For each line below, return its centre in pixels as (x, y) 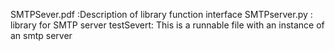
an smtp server (41, 35)
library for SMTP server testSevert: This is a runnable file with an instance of (167, 25)
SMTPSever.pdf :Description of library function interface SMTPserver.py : (161, 14)
